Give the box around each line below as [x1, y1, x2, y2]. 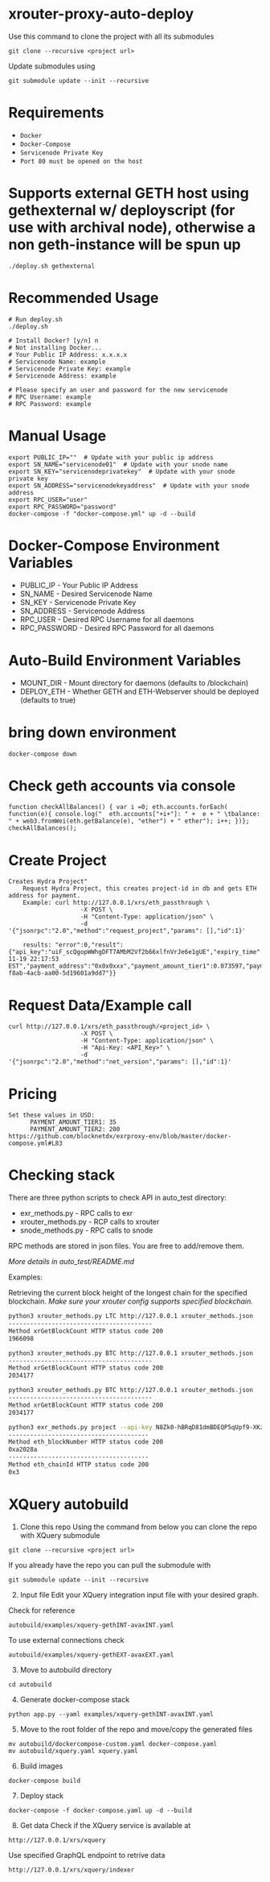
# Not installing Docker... [8, 343, 103, 351]
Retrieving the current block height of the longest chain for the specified [8, 1288, 247, 1298]
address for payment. [8, 892, 81, 900]
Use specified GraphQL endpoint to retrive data [8, 1850, 166, 1859]
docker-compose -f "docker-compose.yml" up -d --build [8, 509, 196, 518]
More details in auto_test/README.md [8, 1257, 135, 1266]
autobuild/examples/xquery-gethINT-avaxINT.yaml [8, 1621, 174, 1629]
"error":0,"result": [55, 941, 125, 949]
